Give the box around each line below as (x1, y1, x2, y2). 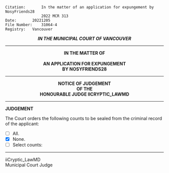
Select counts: (12, 142, 43, 148)
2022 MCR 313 (41, 14, 69, 19)
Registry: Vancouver (5, 27, 53, 32)
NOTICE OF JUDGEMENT (58, 80, 111, 86)
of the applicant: (5, 121, 39, 127)
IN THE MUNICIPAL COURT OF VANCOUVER (37, 36, 132, 41)
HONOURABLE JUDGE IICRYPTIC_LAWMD (39, 91, 130, 97)
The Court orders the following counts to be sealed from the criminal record (5, 116, 162, 121)
